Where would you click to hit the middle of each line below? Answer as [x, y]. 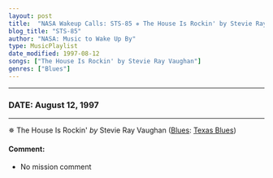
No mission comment [56, 167]
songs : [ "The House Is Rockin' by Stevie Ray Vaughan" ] [105, 62]
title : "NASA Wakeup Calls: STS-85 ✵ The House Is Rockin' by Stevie [130, 24]
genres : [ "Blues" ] [39, 69]
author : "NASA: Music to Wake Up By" [72, 39]
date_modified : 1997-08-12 [54, 54]
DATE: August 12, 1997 [54, 105]
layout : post [30, 16]
